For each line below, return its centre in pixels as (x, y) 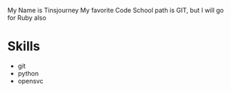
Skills (24, 46)
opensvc (31, 81)
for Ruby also (27, 18)
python (28, 73)
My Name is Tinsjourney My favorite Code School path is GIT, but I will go (116, 10)
